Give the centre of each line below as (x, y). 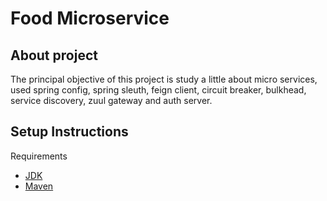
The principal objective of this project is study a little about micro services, (164, 79)
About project (54, 55)
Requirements (39, 156)
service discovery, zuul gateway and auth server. (111, 100)
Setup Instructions (69, 132)
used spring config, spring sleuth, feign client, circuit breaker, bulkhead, (158, 90)
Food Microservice (90, 18)
